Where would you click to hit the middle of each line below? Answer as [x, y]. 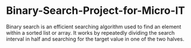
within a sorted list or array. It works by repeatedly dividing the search [91, 32]
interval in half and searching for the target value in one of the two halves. [95, 39]
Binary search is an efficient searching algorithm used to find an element [94, 27]
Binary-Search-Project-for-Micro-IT [96, 11]
